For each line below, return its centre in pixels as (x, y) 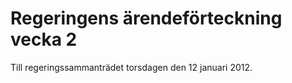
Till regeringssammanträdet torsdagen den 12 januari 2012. (131, 67)
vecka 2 (44, 39)
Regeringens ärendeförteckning (146, 18)
